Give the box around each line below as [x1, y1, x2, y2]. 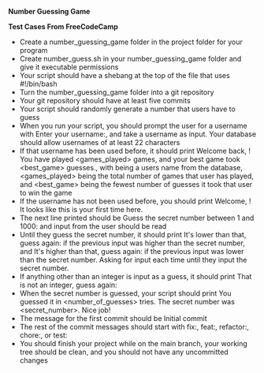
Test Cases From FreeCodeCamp [8, 22, 118, 31]
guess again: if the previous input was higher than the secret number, [19, 238, 246, 248]
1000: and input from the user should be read [19, 222, 167, 231]
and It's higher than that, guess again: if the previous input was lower [19, 247, 244, 256]
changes [19, 356, 49, 365]
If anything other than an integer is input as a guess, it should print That [19, 272, 252, 281]
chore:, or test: [19, 330, 68, 340]
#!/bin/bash [19, 79, 58, 88]
